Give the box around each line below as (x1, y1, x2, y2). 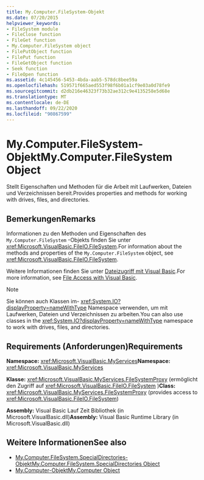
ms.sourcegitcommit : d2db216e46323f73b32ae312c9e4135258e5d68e (6, 88, 171, 94)
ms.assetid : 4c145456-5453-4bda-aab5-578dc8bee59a (6, 77, 138, 83)
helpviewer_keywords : (6, 20, 62, 26)
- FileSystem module (6, 26, 59, 32)
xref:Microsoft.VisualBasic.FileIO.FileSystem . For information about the (6, 243, 182, 250)
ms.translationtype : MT (6, 94, 67, 100)
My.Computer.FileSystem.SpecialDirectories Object (31, 460, 160, 467)
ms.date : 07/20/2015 (6, 15, 59, 21)
